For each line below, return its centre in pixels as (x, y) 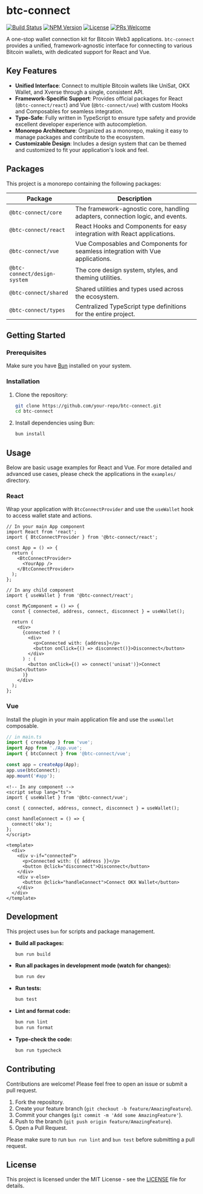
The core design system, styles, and (127, 270)
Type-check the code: (43, 1039)
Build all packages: (39, 943)
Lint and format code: (43, 1011)
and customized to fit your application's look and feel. (82, 150)
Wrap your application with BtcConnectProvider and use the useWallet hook (100, 509)
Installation (23, 381)
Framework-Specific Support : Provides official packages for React (99, 98)
